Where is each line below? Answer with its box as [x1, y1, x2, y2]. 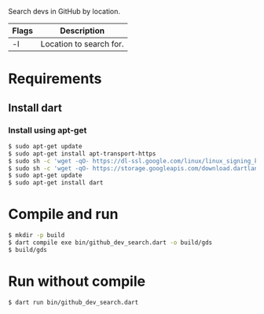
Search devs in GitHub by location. [8, 7, 120, 16]
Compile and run [8, 206, 119, 223]
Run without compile [8, 272, 146, 290]
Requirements [8, 70, 102, 88]
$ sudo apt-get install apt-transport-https [8, 149, 156, 158]
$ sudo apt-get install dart [8, 179, 104, 187]
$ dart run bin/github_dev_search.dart [8, 298, 139, 306]
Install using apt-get [8, 125, 87, 136]
